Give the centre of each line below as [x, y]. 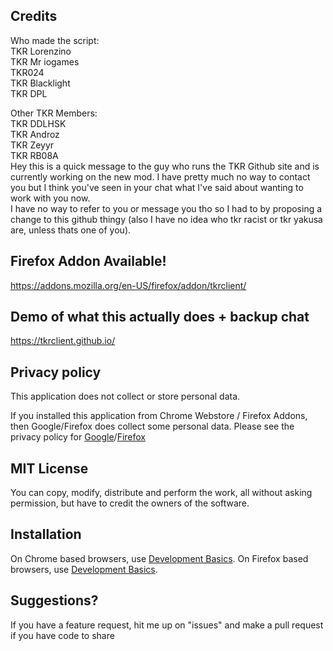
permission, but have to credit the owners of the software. [130, 503]
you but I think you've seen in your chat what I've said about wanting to [157, 187]
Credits [34, 16]
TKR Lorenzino [41, 51]
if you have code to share [62, 635]
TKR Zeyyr [32, 145]
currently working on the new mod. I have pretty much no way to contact [160, 176]
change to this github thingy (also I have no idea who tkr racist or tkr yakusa [166, 219]
